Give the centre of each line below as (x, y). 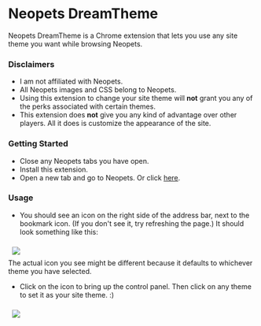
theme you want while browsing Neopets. (75, 43)
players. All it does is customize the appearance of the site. (115, 124)
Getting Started (38, 144)
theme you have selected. (50, 271)
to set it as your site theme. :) (67, 295)
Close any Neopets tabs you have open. (84, 161)
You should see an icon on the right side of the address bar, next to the (134, 215)
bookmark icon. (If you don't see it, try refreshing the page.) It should (132, 223)
